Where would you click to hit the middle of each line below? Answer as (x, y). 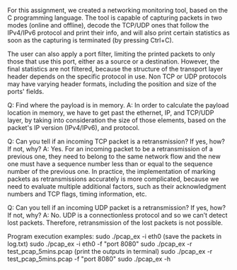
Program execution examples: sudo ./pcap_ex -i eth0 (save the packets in (115, 236)
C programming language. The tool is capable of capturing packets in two (115, 18)
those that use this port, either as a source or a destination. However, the (114, 61)
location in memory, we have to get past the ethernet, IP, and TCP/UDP (111, 113)
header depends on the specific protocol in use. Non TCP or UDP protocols (117, 76)
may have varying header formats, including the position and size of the (112, 84)
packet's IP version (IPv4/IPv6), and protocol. (74, 128)
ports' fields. (26, 92)
